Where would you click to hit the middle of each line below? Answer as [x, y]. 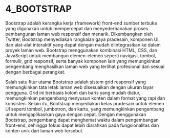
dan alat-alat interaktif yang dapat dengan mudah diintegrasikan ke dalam [83, 44]
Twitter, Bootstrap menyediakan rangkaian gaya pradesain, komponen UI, [83, 39]
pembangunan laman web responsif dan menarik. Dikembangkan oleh [79, 34]
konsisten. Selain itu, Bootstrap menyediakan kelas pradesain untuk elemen [85, 103]
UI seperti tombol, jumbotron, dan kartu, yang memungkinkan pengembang [85, 109]
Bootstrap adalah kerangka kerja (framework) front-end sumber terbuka [81, 23]
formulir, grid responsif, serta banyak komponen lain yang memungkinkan [83, 61]
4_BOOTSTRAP [38, 9]
